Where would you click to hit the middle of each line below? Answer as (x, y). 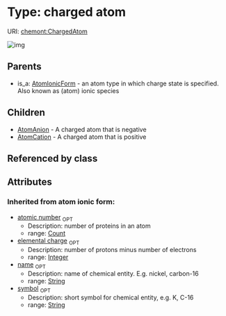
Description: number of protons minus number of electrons (112, 250)
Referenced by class (53, 158)
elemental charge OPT (48, 242)
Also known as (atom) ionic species (68, 90)
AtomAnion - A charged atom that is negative (82, 129)
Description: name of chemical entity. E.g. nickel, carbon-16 (113, 274)
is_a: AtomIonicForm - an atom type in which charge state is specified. (118, 83)
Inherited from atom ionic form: (61, 202)
